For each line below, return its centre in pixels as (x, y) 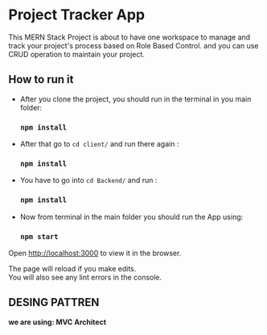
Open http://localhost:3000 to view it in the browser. (95, 253)
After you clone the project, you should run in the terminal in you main (136, 99)
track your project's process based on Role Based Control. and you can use (133, 45)
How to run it (41, 79)
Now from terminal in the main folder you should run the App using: (131, 217)
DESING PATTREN (54, 302)
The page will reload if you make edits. (72, 268)
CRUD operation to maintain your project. (76, 54)
